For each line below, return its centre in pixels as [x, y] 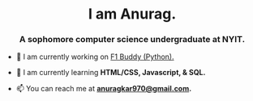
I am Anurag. [132, 14]
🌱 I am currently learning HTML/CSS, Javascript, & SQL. [111, 73]
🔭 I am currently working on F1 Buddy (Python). [95, 57]
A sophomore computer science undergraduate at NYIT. [132, 40]
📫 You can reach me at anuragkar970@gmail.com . [104, 89]
